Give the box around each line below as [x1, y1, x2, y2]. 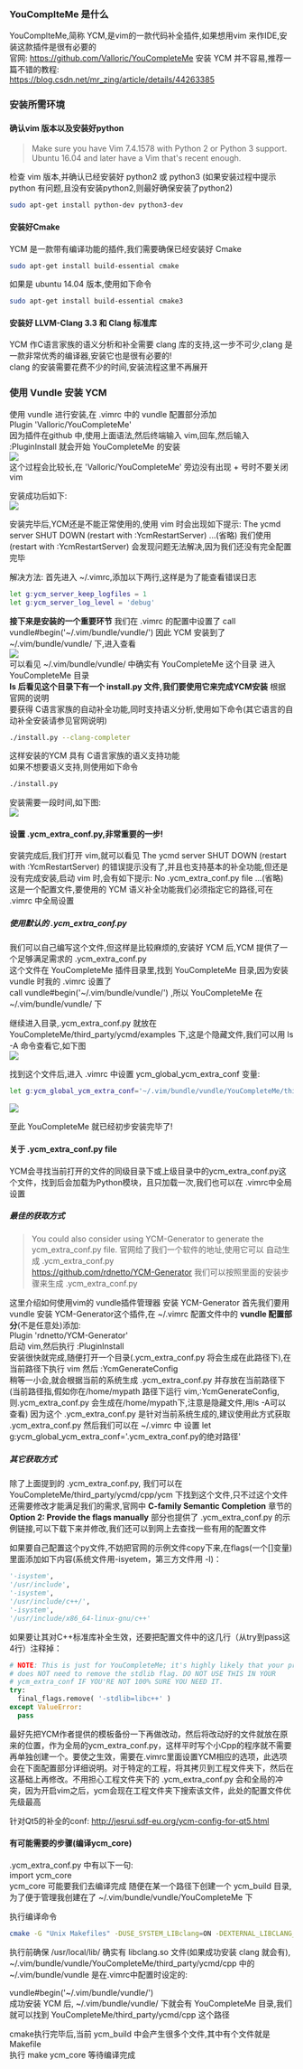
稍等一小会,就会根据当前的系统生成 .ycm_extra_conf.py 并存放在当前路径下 [9, 1375, 286, 1386]
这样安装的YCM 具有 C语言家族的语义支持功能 [9, 750, 180, 761]
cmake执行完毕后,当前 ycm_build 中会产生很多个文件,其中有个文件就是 [9, 2028, 271, 2039]
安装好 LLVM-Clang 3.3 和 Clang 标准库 [9, 317, 158, 328]
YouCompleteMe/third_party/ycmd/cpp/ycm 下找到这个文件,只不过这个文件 [9, 1489, 289, 1501]
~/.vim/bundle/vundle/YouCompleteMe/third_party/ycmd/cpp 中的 [9, 1958, 255, 1969]
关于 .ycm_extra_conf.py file [9, 1143, 117, 1154]
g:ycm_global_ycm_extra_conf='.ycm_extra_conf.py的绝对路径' [9, 1431, 242, 1442]
